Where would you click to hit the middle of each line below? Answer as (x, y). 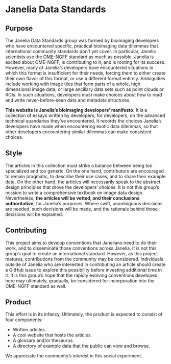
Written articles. (29, 330)
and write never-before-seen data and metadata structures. (68, 100)
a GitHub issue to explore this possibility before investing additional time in (84, 270)
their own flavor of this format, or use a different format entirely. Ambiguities (86, 78)
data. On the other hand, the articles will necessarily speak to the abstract (83, 182)
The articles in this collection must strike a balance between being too (79, 165)
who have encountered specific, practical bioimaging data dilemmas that (82, 46)
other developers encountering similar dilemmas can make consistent (78, 132)
